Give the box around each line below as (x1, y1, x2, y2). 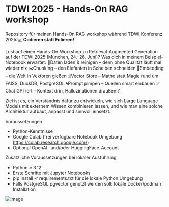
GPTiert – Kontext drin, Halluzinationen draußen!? (16, 87, 120, 94)
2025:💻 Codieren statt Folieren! (5, 36, 75, 42)
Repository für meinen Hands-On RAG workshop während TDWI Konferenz (5, 31, 163, 37)
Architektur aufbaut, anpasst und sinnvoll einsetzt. (5, 108, 111, 114)
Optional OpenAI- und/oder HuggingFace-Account (12, 144, 119, 151)
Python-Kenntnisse (12, 128, 53, 134)
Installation (12, 186, 36, 192)
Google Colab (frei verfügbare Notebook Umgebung (12, 133, 122, 140)
